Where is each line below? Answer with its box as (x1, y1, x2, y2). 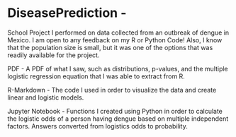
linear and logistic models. (7, 93, 84, 102)
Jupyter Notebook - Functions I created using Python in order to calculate (7, 107, 223, 115)
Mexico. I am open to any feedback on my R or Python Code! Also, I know (7, 35, 223, 44)
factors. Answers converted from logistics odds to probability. (7, 121, 188, 130)
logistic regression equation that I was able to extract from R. (7, 72, 186, 81)
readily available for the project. (7, 51, 100, 59)
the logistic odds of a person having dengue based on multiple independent (7, 114, 229, 123)
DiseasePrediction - (7, 5, 127, 21)
